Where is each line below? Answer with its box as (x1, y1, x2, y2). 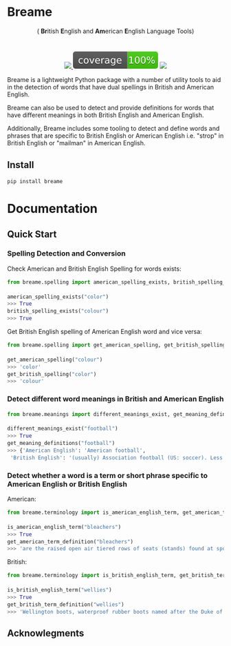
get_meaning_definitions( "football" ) (7, 440, 115, 447)
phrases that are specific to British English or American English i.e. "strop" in (7, 132, 224, 140)
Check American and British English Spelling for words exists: (7, 264, 181, 273)
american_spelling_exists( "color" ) (7, 293, 109, 300)
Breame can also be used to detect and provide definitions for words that (7, 104, 214, 112)
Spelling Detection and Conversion (7, 249, 126, 258)
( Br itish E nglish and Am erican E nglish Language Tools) (36, 27, 195, 35)
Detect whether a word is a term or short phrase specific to (7, 470, 208, 480)
